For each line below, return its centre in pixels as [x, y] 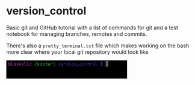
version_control [46, 11]
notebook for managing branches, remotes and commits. [77, 34]
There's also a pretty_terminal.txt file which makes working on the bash [98, 45]
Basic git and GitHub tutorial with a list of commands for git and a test [92, 28]
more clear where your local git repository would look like [77, 51]
